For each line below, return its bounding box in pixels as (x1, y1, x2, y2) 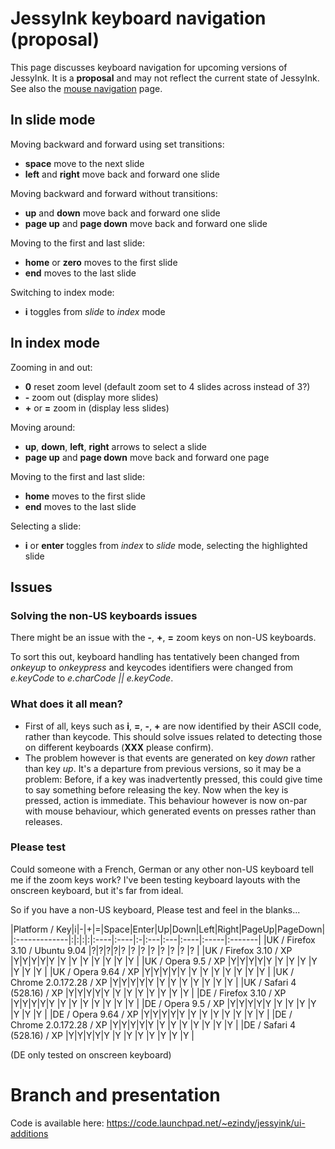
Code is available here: (10, 1117, 105, 1129)
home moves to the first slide (24, 490, 147, 502)
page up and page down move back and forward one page (24, 451, 270, 463)
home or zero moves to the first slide (24, 256, 178, 268)
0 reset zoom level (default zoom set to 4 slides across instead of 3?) (24, 380, 311, 392)
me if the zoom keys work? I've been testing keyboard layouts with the (10, 873, 301, 886)
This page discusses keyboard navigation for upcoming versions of (10, 61, 288, 73)
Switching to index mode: (10, 286, 115, 298)
